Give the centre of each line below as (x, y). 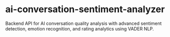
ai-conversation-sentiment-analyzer (85, 9)
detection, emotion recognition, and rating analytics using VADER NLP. (80, 28)
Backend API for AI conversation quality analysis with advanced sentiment (84, 23)
